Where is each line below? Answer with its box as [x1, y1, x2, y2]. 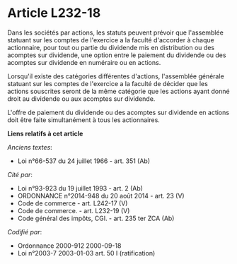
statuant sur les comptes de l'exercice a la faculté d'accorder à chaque [7, 35, 214, 44]
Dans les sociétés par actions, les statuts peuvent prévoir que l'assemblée [7, 28, 224, 37]
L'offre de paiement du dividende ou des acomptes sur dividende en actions [7, 108, 230, 116]
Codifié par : [7, 227, 42, 236]
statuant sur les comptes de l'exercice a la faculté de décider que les [7, 79, 209, 88]
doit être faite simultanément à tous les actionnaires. [7, 115, 161, 124]
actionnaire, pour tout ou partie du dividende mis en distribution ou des [7, 43, 214, 52]
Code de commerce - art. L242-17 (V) [17, 199, 128, 208]
